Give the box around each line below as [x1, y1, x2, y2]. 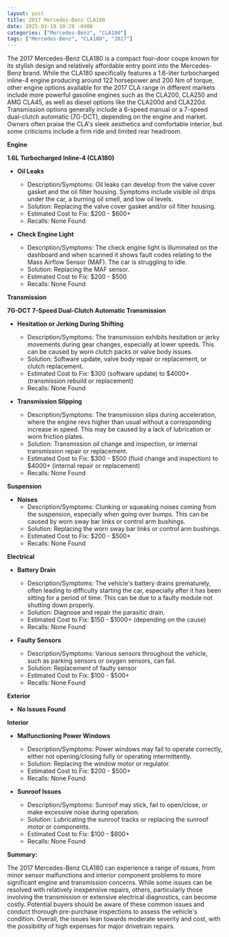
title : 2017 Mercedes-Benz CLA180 [7, 16, 106, 23]
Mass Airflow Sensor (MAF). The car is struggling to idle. [27, 258, 187, 266]
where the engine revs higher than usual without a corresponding [27, 418, 212, 426]
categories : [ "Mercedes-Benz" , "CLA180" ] [7, 29, 127, 36]
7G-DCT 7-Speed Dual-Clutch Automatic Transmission [7, 307, 166, 315]
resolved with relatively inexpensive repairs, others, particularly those [7, 886, 203, 894]
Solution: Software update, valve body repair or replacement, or [27, 355, 207, 364]
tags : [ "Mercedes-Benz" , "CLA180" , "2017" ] [7, 36, 133, 43]
